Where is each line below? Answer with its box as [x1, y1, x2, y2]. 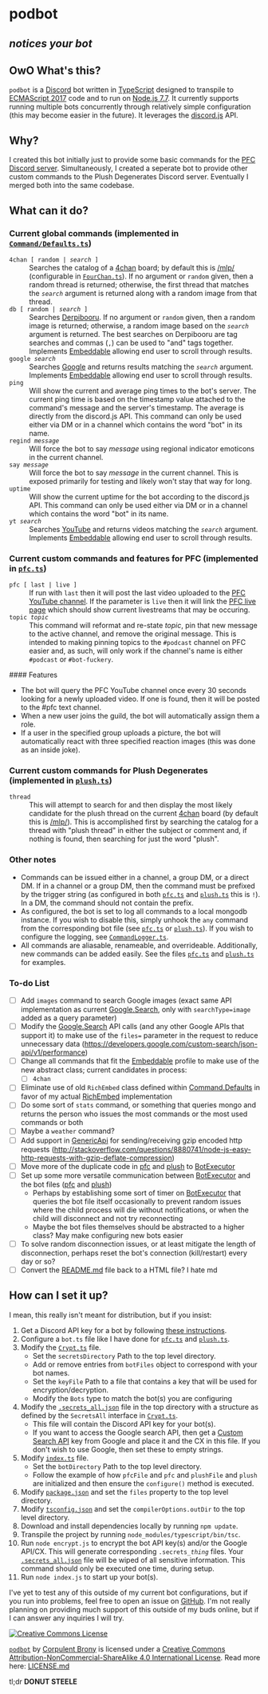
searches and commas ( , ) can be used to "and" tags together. [29, 338, 234, 347]
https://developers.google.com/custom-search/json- [84, 1039, 258, 1049]
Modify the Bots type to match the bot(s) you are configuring [32, 1393, 233, 1403]
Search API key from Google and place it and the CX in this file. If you [32, 1436, 261, 1445]
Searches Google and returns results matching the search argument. [29, 362, 254, 371]
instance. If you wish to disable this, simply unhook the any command [20, 915, 249, 924]
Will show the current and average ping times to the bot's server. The [29, 386, 257, 395]
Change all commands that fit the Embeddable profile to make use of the [20, 1056, 260, 1066]
